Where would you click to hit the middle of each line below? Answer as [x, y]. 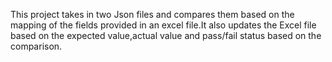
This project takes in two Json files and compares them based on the [152, 14]
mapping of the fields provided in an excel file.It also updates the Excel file [163, 25]
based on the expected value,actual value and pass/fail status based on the [166, 35]
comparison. [36, 46]
